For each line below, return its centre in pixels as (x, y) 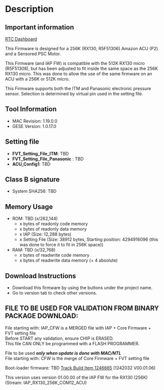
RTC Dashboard (21, 39)
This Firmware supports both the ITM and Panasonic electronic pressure (78, 89)
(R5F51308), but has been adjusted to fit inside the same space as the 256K (82, 68)
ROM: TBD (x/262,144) (35, 219)
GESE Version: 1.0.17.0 (34, 126)
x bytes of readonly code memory (54, 224)
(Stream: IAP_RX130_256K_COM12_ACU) (46, 383)
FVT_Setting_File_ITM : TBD (40, 153)
